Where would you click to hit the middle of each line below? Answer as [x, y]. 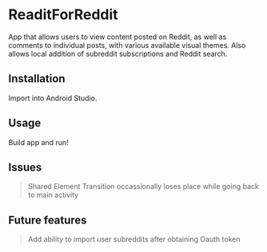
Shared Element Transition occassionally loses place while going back [143, 187]
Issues [25, 167]
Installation [37, 79]
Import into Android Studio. [53, 98]
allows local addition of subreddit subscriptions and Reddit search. [118, 53]
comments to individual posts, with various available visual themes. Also [127, 45]
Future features [48, 220]
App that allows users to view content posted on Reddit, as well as [118, 37]
